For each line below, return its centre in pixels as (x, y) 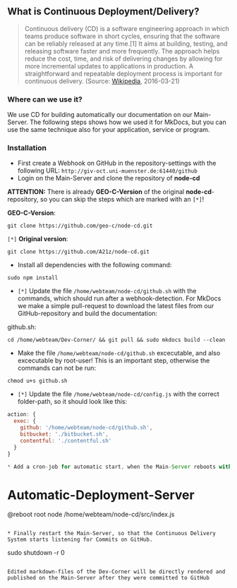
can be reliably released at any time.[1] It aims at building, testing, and (126, 43)
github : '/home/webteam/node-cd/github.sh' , (86, 428)
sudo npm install (33, 278)
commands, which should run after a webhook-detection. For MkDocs (119, 298)
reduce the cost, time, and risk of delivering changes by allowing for (123, 59)
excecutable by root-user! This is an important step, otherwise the (114, 361)
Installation (27, 148)
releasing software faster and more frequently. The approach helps (122, 51)
